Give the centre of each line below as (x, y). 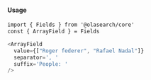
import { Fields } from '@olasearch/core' (71, 25)
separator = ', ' (36, 57)
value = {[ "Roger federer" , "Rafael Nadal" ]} (79, 51)
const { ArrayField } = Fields (54, 32)
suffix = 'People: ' (41, 64)
